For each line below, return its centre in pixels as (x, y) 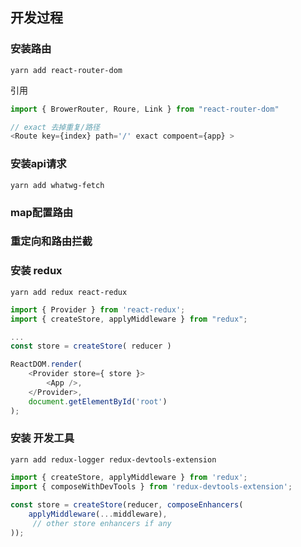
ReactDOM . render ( (46, 364)
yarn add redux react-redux (69, 292)
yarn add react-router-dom (66, 70)
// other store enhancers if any (102, 524)
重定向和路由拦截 (51, 241)
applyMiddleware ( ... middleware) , (98, 514)
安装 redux (36, 271)
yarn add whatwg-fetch (57, 185)
